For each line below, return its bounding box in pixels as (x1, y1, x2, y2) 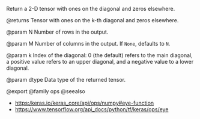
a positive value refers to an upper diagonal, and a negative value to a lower (6, 58, 194, 65)
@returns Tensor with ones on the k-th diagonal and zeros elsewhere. (6, 17, 179, 23)
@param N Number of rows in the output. (6, 28, 109, 35)
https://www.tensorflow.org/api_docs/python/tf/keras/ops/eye (14, 106, 169, 113)
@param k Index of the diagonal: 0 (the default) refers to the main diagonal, (6, 52, 193, 59)
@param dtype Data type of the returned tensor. (6, 76, 126, 83)
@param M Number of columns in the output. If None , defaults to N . (6, 40, 171, 47)
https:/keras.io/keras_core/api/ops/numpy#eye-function (14, 99, 154, 106)
